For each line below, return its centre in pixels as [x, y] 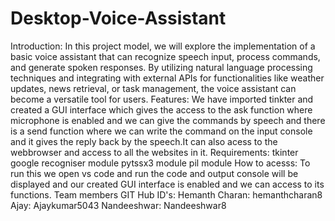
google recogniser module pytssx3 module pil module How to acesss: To [160, 163]
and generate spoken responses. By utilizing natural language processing [161, 67]
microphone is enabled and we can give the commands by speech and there [168, 120]
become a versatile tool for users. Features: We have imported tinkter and [162, 99]
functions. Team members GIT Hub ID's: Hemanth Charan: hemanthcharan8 [166, 194]
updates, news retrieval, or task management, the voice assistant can [153, 88]
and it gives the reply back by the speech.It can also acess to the [144, 141]
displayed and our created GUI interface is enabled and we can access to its [167, 184]
